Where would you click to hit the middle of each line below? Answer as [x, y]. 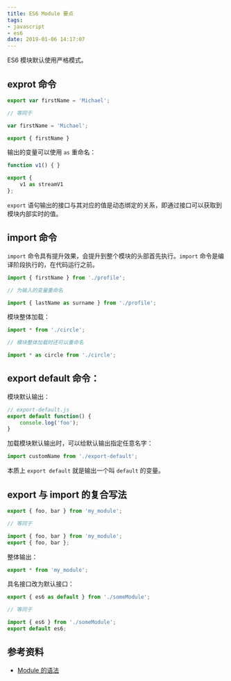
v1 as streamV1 [42, 185]
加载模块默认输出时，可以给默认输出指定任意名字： [80, 443]
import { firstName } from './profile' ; [67, 278]
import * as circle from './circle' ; [62, 355]
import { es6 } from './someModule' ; [62, 623]
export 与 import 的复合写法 [67, 494]
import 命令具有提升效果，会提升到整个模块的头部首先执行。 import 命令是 [113, 256]
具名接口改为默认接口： [41, 584]
